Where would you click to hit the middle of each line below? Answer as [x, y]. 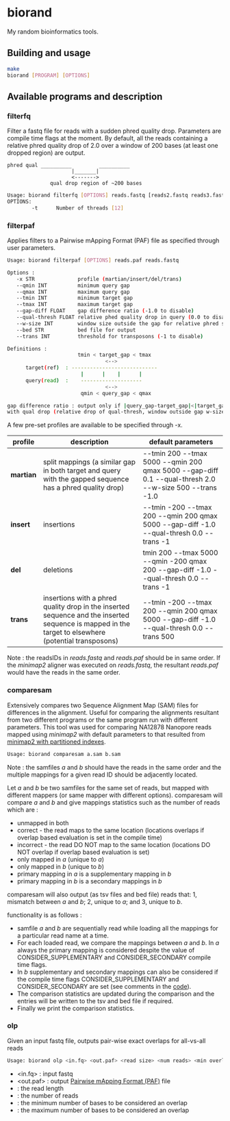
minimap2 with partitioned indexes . [56, 742]
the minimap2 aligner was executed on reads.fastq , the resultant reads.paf [113, 665]
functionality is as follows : [44, 915]
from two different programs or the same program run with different [103, 720]
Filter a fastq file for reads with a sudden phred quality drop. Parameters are [114, 131]
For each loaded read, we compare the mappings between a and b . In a [118, 942]
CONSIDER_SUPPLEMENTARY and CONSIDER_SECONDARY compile [114, 957]
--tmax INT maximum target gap [75, 305]
